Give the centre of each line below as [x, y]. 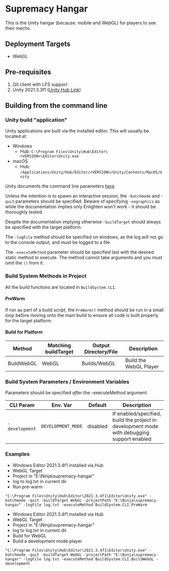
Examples [18, 454]
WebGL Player [142, 366]
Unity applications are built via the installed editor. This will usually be [77, 131]
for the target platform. [29, 320]
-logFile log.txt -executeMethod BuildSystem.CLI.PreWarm [85, 505]
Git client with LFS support [40, 84]
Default [97, 405]
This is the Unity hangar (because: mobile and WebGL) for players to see [80, 23]
